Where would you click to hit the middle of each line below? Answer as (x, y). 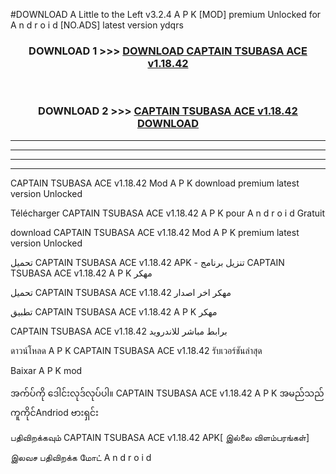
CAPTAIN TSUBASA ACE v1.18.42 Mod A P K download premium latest (155, 183)
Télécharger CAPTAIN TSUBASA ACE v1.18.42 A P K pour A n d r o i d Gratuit (168, 213)
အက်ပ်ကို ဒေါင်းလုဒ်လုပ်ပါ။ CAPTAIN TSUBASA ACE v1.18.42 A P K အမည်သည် (167, 393)
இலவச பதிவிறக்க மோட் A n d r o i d (81, 457)
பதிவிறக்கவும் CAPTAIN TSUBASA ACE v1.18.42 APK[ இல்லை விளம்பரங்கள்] (160, 437)
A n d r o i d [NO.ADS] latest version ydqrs (97, 25)
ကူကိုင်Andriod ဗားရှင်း (54, 412)
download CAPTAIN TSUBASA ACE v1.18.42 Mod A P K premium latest (155, 232)
